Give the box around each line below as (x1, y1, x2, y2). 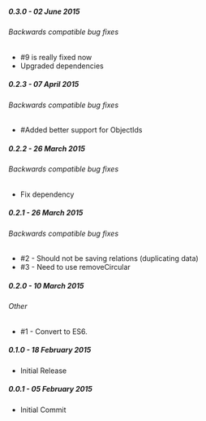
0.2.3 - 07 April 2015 (8, 80, 79, 89)
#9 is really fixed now (19, 52, 92, 62)
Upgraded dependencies (19, 61, 104, 71)
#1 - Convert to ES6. (19, 326, 88, 336)
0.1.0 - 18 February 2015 (8, 345, 92, 355)
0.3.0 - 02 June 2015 (8, 7, 80, 16)
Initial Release (19, 366, 67, 375)
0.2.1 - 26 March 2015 (8, 208, 84, 218)
